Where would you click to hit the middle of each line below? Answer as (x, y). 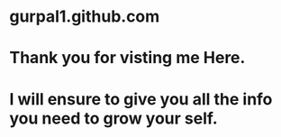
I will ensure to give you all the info (141, 99)
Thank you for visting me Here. (127, 58)
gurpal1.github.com (85, 17)
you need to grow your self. (113, 118)
